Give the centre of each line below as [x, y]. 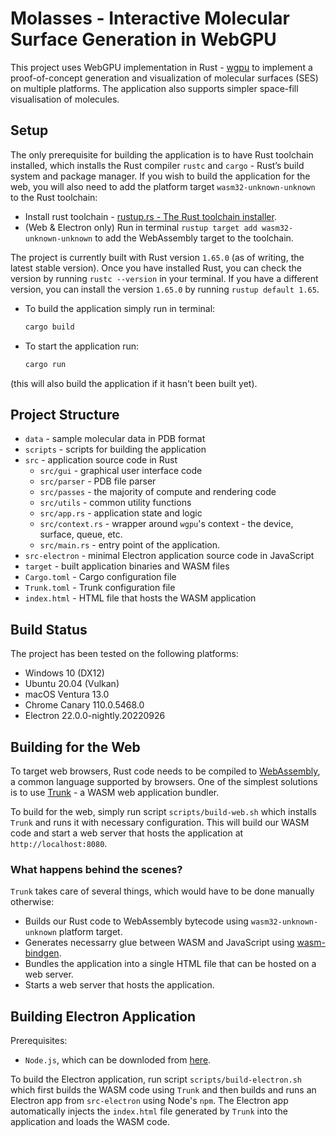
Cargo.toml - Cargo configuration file [100, 577]
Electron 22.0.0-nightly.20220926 [95, 716]
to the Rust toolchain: [54, 197]
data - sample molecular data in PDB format [115, 439]
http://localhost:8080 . [59, 843]
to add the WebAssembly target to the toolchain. [194, 238]
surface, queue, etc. [81, 534]
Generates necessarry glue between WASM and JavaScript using [159, 943]
